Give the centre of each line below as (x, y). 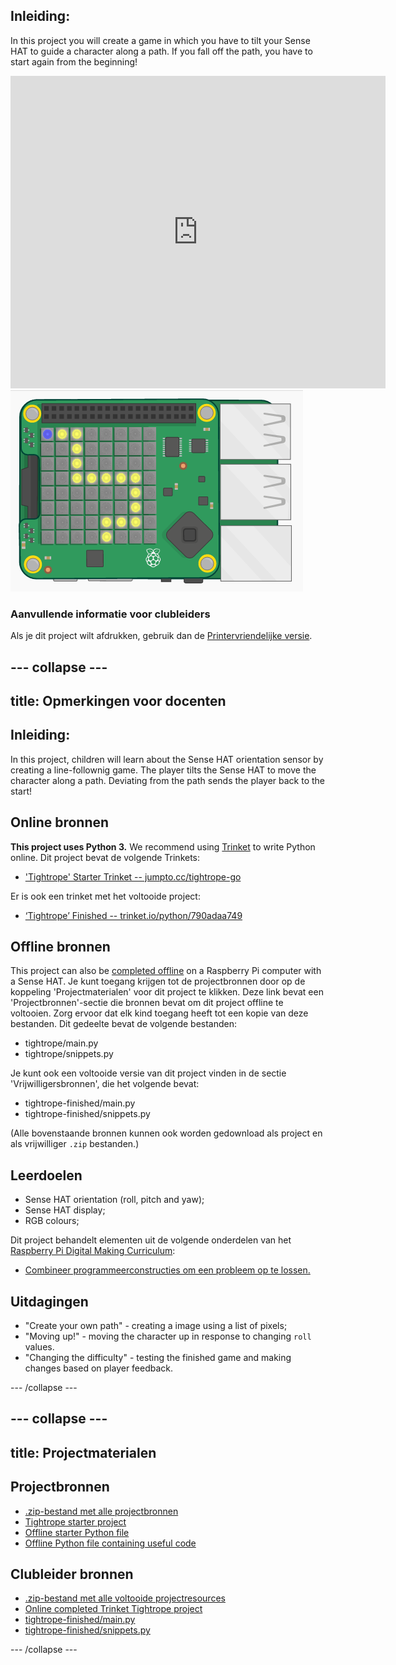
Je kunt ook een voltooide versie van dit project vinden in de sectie (148, 1073)
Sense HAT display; (65, 1210)
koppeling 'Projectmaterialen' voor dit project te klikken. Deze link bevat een (167, 992)
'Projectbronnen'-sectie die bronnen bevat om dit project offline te (147, 1003)
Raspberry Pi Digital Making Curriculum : (93, 1251)
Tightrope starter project (75, 1521)
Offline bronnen (60, 946)
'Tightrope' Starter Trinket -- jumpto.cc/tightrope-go (133, 876)
